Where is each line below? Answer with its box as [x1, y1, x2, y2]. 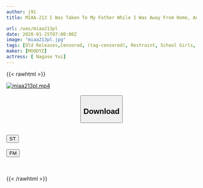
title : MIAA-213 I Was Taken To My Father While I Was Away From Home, [6, 15, 190, 21]
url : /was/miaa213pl [6, 25, 59, 32]
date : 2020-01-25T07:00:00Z [6, 31, 77, 37]
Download [83, 107, 120, 116]
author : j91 [6, 8, 36, 15]
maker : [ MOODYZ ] [6, 48, 47, 55]
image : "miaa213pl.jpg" [6, 37, 66, 43]
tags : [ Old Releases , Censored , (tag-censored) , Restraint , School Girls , [6, 42, 196, 49]
